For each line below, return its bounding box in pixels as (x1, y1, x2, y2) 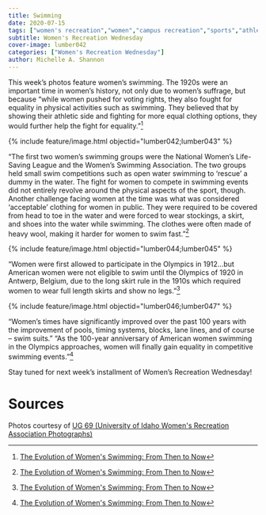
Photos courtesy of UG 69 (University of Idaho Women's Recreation (8, 421, 230, 430)
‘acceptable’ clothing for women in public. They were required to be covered (8, 202, 258, 212)
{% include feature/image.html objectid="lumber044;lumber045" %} (8, 244, 233, 254)
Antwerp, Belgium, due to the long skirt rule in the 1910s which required (8, 277, 241, 286)
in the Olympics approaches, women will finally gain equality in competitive (8, 341, 253, 351)
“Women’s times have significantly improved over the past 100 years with (8, 316, 247, 326)
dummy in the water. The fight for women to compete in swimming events (8, 177, 249, 186)
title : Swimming (8, 11, 62, 20)
